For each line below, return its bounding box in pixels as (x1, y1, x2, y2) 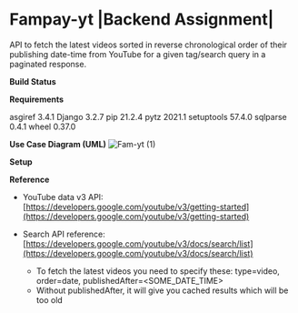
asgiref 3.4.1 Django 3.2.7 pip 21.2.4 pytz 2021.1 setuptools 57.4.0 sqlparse (9, 111, 288, 122)
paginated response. (9, 58, 87, 69)
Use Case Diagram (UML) (9, 138, 107, 149)
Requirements (9, 94, 65, 105)
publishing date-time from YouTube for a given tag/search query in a (9, 48, 266, 59)
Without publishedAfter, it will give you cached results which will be (35, 285, 289, 296)
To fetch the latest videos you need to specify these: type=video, (35, 265, 280, 277)
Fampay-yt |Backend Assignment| (9, 9, 274, 30)
